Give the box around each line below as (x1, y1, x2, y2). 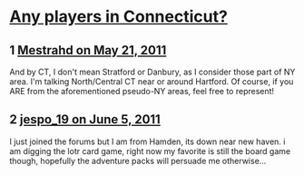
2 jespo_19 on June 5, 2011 (9, 112, 161, 128)
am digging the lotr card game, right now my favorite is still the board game (9, 145, 291, 156)
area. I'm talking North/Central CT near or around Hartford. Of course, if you (9, 76, 294, 87)
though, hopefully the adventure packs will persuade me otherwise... (9, 155, 267, 166)
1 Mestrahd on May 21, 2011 (9, 43, 167, 58)
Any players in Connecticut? (9, 6, 229, 27)
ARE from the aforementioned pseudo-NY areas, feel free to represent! (9, 86, 275, 96)
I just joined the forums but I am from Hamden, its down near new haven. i (9, 136, 286, 147)
